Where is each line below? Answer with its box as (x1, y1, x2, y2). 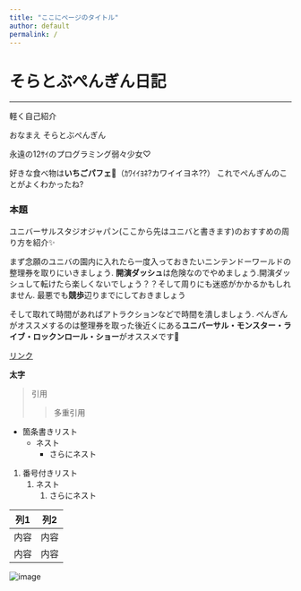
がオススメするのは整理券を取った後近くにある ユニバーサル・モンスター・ (9, 320, 284, 330)
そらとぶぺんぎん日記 (9, 71, 168, 91)
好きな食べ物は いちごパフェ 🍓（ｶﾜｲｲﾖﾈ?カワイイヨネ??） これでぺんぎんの (9, 167, 280, 179)
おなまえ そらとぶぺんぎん (9, 130, 106, 141)
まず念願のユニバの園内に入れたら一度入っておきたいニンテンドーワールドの (9, 256, 291, 267)
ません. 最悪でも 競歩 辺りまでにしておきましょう (9, 289, 186, 300)
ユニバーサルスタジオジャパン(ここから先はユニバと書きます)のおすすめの (9, 226, 282, 236)
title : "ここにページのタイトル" (9, 13, 119, 22)
